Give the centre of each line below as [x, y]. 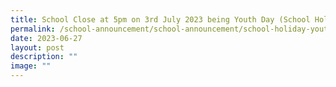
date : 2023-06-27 [46, 38]
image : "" [31, 66]
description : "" [44, 57]
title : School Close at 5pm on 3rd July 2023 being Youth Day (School [160, 19]
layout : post [37, 47]
